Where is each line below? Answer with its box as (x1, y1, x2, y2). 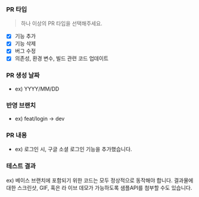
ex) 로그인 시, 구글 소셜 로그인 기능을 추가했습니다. (14, 146, 132, 153)
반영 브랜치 (6, 101, 36, 110)
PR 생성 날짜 (6, 71, 40, 80)
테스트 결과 (6, 162, 36, 170)
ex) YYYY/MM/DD (14, 85, 60, 92)
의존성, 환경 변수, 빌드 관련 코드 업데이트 (14, 55, 109, 62)
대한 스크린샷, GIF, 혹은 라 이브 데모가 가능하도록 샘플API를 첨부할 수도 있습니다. (6, 184, 192, 191)
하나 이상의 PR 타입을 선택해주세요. (20, 20, 102, 27)
